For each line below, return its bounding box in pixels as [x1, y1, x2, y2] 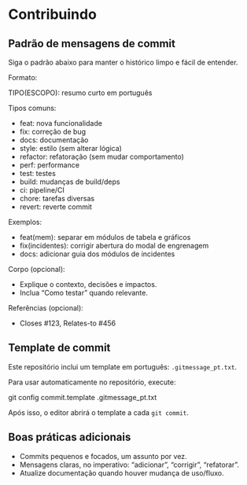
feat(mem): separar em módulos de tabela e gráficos [19, 233, 191, 241]
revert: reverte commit [19, 202, 93, 211]
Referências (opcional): [8, 303, 84, 312]
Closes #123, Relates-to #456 [19, 318, 116, 328]
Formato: [8, 73, 38, 82]
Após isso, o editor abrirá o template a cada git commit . [8, 407, 189, 417]
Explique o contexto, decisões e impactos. [19, 280, 157, 288]
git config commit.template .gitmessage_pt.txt [8, 392, 157, 402]
